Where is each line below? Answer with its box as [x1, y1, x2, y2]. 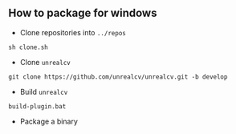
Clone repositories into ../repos [19, 27, 126, 37]
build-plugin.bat [8, 102, 67, 111]
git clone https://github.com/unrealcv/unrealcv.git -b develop [8, 72, 228, 81]
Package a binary [19, 116, 79, 126]
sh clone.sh [8, 43, 48, 51]
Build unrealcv [19, 87, 68, 96]
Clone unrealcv [19, 57, 71, 67]
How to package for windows [8, 6, 157, 20]
